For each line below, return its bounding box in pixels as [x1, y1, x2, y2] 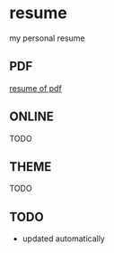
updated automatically [22, 233, 105, 244]
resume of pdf [9, 82, 63, 93]
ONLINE [9, 109, 54, 125]
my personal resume [9, 33, 85, 43]
